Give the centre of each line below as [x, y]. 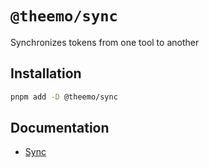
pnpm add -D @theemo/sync [64, 97]
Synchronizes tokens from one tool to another [105, 42]
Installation [46, 73]
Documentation [60, 128]
